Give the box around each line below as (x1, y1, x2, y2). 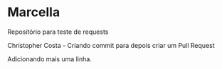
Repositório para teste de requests (7, 27, 109, 36)
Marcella (7, 4, 60, 20)
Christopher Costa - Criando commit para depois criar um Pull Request (7, 41, 215, 49)
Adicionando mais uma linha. (7, 54, 92, 63)
